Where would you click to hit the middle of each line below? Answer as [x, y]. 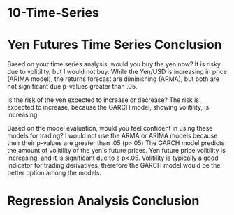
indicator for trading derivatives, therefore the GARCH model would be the [114, 165]
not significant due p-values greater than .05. [72, 87]
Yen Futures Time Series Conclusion [115, 45]
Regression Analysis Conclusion [103, 201]
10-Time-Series [53, 13]
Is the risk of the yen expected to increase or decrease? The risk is [103, 100]
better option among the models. [54, 173]
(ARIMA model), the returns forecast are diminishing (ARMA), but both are [114, 79]
